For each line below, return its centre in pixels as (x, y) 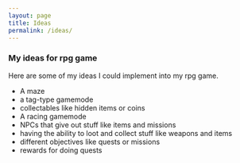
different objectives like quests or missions (90, 142)
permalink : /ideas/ (41, 30)
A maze (32, 91)
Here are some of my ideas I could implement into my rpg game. (113, 76)
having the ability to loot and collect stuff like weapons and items (126, 133)
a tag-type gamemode (56, 99)
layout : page (30, 16)
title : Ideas (30, 23)
